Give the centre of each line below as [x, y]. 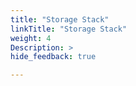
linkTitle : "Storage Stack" [69, 29]
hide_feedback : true [53, 57]
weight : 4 [31, 38]
